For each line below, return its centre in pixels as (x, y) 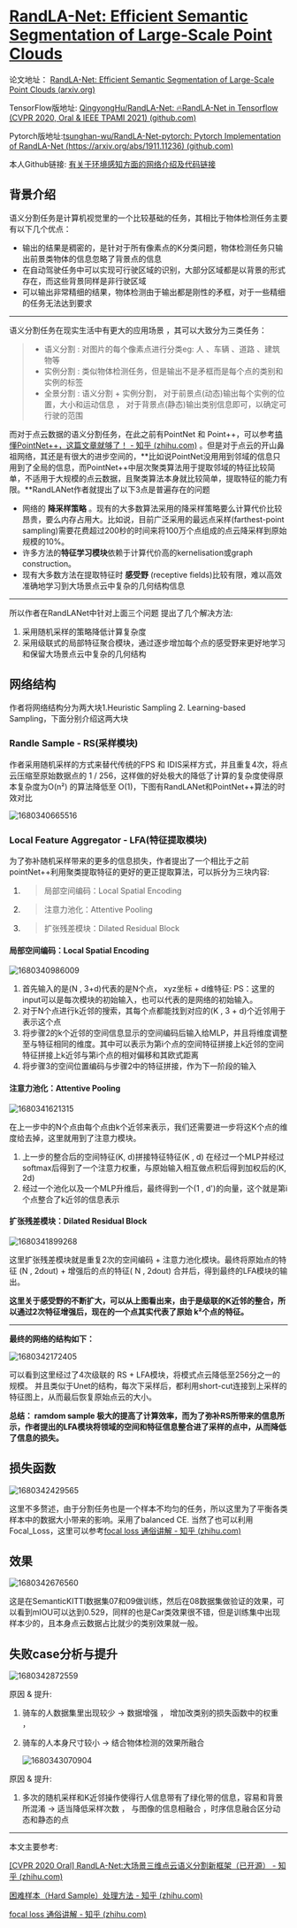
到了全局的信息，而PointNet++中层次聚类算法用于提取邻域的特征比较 (142, 467)
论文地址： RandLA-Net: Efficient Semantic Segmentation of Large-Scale (142, 79)
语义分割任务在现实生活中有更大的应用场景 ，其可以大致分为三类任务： (138, 330)
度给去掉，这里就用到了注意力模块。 (75, 1138)
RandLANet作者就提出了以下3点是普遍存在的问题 (121, 490)
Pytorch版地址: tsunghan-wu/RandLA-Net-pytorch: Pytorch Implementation (145, 135)
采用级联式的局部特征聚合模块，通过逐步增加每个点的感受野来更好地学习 (153, 643)
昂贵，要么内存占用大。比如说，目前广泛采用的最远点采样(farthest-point (153, 519)
